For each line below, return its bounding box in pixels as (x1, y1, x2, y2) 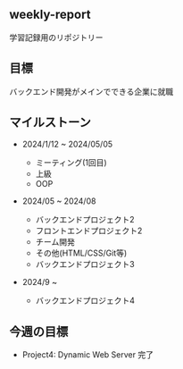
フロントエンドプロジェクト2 (35, 225, 143, 236)
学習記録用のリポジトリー (9, 31, 104, 43)
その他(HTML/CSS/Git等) (35, 247, 128, 258)
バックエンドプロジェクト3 (35, 259, 136, 270)
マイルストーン (9, 115, 91, 130)
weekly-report (9, 7, 91, 22)
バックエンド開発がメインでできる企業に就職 (9, 86, 174, 96)
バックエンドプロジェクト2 (35, 214, 136, 225)
